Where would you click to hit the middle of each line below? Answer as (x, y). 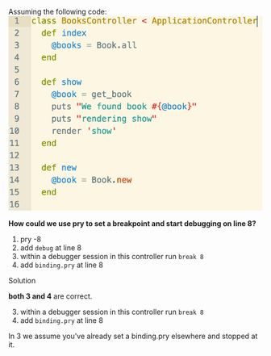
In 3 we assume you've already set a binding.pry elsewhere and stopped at (133, 336)
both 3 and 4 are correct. (50, 296)
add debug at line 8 (51, 247)
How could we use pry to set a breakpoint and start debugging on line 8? (132, 223)
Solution (22, 280)
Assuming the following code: (58, 12)
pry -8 (31, 239)
